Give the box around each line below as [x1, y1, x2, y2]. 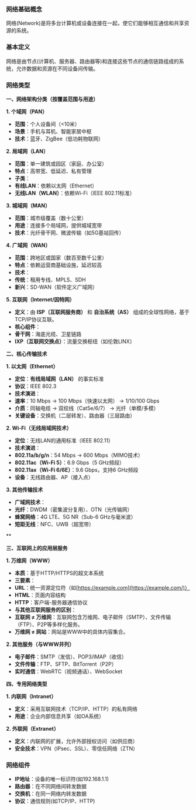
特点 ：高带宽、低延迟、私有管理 [14, 167, 92, 174]
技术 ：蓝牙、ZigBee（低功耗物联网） [14, 135, 104, 142]
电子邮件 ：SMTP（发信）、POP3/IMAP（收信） [14, 653, 127, 660]
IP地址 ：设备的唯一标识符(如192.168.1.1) [14, 775, 109, 782]
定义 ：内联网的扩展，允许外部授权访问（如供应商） [14, 737, 138, 744]
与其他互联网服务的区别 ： [14, 606, 77, 613]
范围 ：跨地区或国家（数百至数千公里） [14, 254, 107, 261]
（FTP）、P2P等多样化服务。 [14, 621, 83, 628]
